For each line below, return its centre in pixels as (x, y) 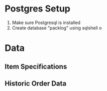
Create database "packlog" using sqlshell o (57, 27)
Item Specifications (36, 66)
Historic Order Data (36, 83)
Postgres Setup (38, 9)
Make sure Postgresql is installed (46, 22)
